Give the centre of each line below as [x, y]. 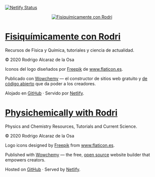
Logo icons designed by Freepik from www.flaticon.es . [60, 145]
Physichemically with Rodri [61, 113]
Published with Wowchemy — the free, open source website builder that [77, 155]
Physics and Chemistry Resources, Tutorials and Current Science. [71, 126]
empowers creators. [25, 160]
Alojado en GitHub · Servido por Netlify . [45, 93]
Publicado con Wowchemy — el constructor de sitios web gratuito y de [76, 79]
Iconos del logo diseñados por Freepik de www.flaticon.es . [64, 69]
